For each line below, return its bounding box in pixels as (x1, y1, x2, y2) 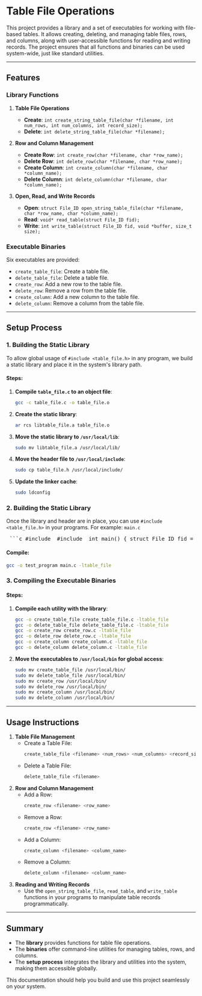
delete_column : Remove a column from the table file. (14, 300, 144, 307)
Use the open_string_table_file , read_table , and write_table (23, 887, 177, 894)
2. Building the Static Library (6, 504, 91, 512)
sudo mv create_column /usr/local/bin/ (14, 689, 115, 695)
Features (6, 73, 40, 83)
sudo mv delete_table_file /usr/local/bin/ (14, 672, 126, 678)
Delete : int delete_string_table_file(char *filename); (23, 128, 165, 135)
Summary (6, 923, 44, 933)
